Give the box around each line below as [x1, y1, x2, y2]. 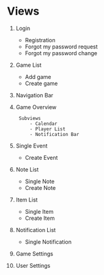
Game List [15, 61, 42, 69]
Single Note [24, 178, 54, 185]
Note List [15, 165, 39, 173]
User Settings [15, 262, 51, 269]
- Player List [29, 126, 66, 132]
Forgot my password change [24, 49, 97, 56]
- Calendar [29, 121, 58, 127]
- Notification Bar [29, 131, 80, 137]
